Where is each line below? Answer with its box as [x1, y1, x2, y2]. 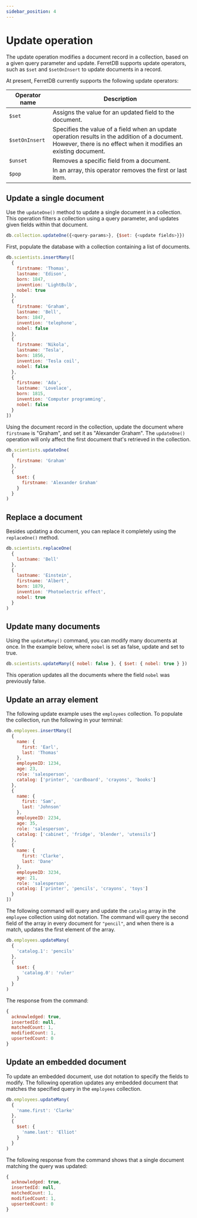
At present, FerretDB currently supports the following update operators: [6, 77, 179, 84]
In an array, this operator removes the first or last [52, 166, 188, 174]
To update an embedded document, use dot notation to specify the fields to [6, 1073, 189, 1080]
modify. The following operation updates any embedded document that [6, 1079, 178, 1086]
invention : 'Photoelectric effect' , [16, 589, 107, 595]
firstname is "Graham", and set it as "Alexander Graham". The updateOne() [6, 429, 186, 437]
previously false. [6, 678, 46, 685]
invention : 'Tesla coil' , [16, 358, 80, 364]
